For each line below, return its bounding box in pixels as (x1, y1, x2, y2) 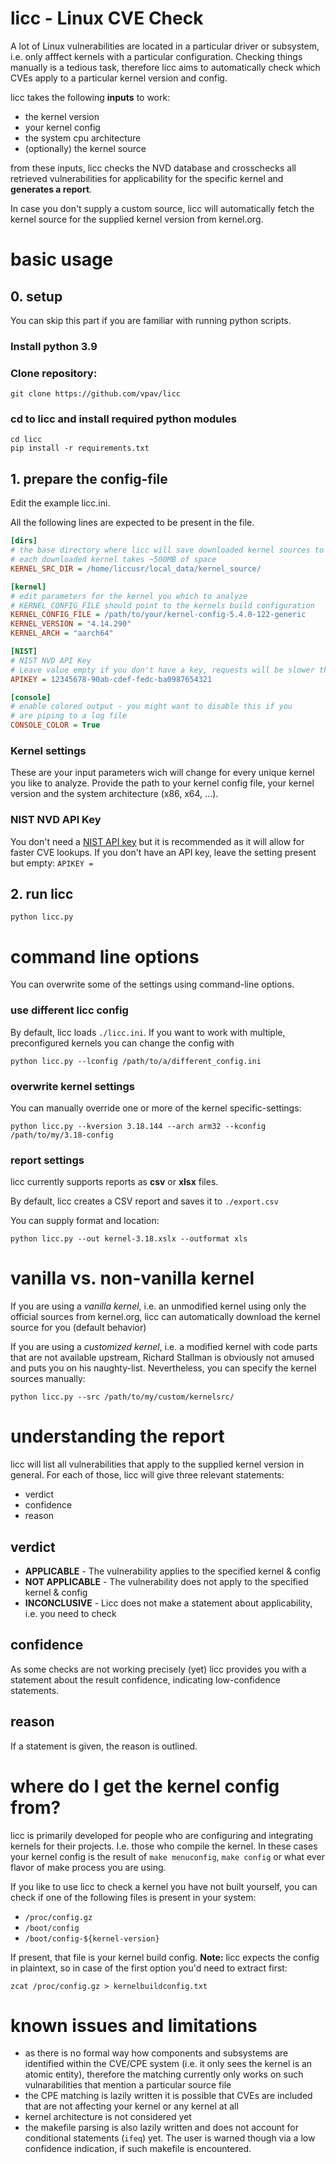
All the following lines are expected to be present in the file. (10, 517, 255, 529)
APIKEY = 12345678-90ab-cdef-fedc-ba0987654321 (10, 674, 213, 684)
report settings (10, 1153, 85, 1167)
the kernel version (24, 110, 100, 122)
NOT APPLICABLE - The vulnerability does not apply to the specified (24, 1575, 309, 1587)
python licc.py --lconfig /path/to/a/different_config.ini (10, 1056, 262, 1066)
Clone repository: (10, 366, 98, 380)
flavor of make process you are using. (10, 1861, 167, 1873)
